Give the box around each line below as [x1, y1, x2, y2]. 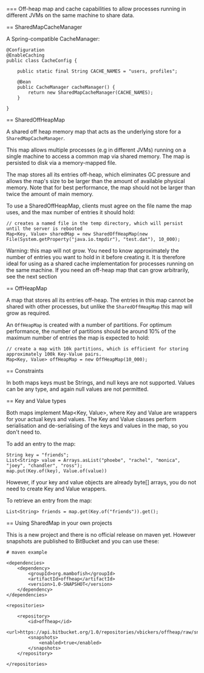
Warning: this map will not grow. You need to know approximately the [6, 247, 179, 254]
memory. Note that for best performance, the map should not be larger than [6, 184, 195, 191]
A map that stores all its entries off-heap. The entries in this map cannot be [6, 296, 194, 304]
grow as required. [6, 310, 50, 316]
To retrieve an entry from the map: [6, 497, 92, 504]
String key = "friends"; [6, 452, 69, 458]
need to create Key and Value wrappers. [6, 485, 107, 492]
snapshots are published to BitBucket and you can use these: [6, 538, 160, 545]
